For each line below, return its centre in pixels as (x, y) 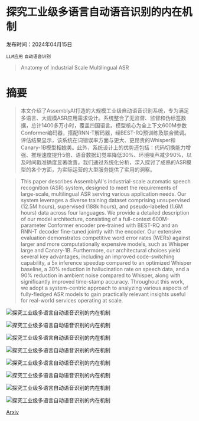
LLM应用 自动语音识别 (29, 57)
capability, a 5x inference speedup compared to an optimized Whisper (106, 262)
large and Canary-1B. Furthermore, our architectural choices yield (100, 250)
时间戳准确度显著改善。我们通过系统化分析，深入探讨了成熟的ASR (106, 162)
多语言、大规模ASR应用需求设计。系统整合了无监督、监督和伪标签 (101, 118)
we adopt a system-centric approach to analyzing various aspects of (104, 288)
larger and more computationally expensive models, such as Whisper (105, 244)
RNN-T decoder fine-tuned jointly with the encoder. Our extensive (101, 231)
